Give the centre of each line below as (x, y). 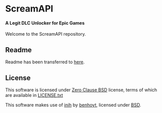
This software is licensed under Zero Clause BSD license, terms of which (81, 90)
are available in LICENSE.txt (34, 95)
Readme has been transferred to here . (45, 62)
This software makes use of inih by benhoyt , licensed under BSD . (73, 105)
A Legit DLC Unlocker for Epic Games (45, 23)
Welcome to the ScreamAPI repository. (46, 34)
